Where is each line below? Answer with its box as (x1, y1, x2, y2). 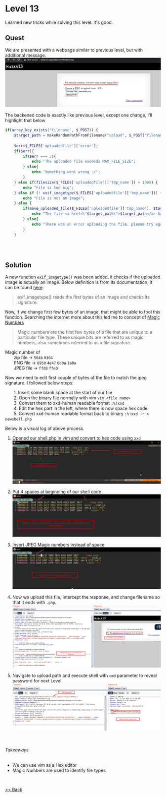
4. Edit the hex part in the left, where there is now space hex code (14, 405, 148, 412)
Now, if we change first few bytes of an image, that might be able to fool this (5, 309, 161, 315)
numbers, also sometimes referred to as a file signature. (17, 340, 131, 346)
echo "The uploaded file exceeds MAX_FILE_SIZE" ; (31, 159, 136, 164)
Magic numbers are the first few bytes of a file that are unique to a (17, 329, 152, 335)
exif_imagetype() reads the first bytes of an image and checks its (17, 294, 150, 300)
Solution (5, 261, 32, 269)
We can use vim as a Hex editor (12, 762, 77, 768)
